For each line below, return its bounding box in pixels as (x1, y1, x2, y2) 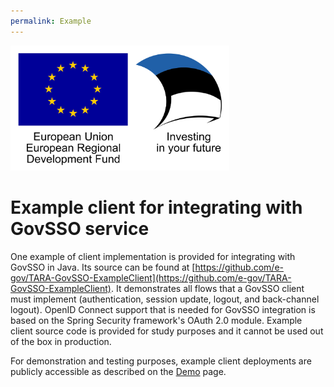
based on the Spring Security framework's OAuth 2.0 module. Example (10, 314, 303, 326)
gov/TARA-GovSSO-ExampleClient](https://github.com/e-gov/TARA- (10, 271, 292, 284)
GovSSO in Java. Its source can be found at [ (10, 261, 196, 273)
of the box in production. (10, 335, 112, 347)
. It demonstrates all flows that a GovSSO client (110, 282, 305, 294)
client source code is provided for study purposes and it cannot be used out (10, 325, 324, 337)
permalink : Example (10, 16, 92, 26)
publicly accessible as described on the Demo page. (10, 365, 227, 377)
